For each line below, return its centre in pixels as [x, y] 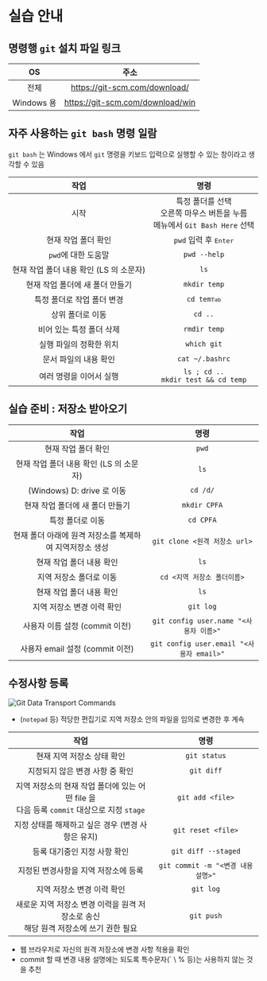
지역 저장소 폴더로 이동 [77, 577]
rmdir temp [204, 329]
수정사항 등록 [39, 684]
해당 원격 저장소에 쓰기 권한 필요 [80, 928]
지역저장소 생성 [82, 547]
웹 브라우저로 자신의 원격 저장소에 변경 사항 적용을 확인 [104, 950]
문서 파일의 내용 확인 [79, 359]
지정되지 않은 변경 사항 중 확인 [80, 771]
